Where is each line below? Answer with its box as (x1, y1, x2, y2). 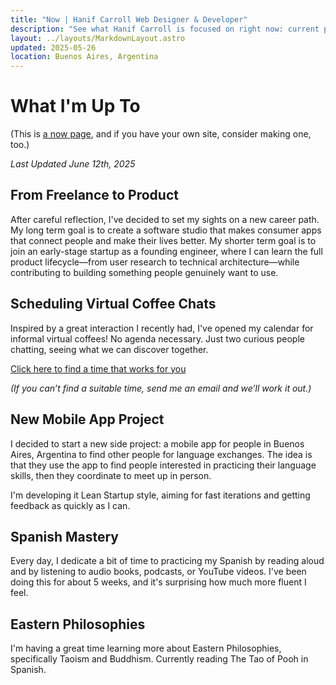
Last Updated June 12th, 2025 (10, 158, 136, 170)
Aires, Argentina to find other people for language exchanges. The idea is (10, 448, 313, 460)
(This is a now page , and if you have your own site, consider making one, (10, 128, 312, 140)
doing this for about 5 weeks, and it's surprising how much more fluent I (10, 576, 307, 588)
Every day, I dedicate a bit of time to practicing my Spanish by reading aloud (10, 555, 325, 567)
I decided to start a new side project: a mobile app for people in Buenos (10, 437, 305, 450)
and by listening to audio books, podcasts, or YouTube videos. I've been (10, 566, 307, 578)
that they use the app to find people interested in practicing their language (10, 459, 317, 471)
